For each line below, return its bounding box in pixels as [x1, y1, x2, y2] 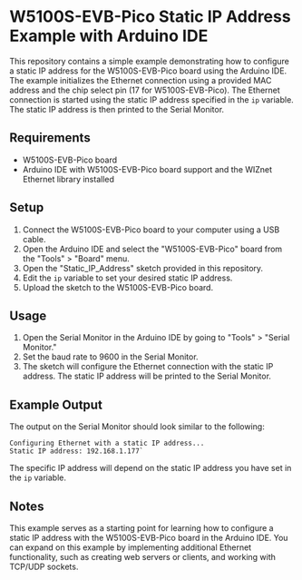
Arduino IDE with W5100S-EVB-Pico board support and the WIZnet [22, 163, 273, 174]
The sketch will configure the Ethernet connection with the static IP [22, 361, 274, 372]
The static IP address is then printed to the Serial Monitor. [9, 103, 225, 114]
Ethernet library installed [22, 173, 115, 184]
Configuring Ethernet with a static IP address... [9, 438, 205, 448]
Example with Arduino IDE [9, 25, 209, 46]
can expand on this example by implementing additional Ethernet [9, 542, 252, 553]
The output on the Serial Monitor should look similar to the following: [9, 421, 265, 432]
